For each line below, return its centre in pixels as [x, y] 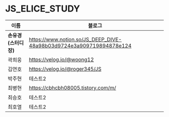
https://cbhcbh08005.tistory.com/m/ [73, 87]
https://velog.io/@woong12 [61, 59]
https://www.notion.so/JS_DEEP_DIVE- [75, 39]
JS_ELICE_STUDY [43, 9]
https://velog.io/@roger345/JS [65, 69]
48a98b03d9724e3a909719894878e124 [80, 46]
